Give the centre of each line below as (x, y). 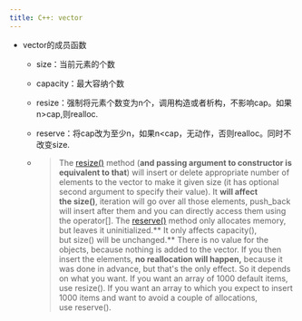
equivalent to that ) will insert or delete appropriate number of (174, 172)
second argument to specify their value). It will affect (158, 191)
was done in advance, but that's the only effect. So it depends (175, 268)
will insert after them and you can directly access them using (172, 210)
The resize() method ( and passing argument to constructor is (175, 162)
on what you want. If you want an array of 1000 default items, (173, 278)
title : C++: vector (46, 18)
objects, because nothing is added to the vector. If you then (170, 249)
